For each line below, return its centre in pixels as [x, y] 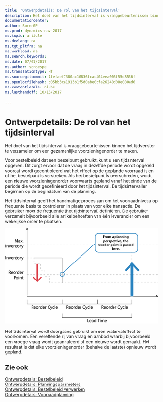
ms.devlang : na [20, 41]
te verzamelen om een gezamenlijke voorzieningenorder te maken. [72, 151]
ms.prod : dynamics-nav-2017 [33, 31]
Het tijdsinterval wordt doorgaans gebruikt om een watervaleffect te [73, 332]
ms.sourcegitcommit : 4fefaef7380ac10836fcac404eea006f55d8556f [70, 77]
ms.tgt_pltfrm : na [24, 46]
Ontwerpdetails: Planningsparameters [43, 385]
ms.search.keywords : [26, 56]
